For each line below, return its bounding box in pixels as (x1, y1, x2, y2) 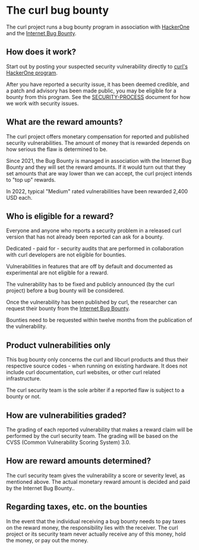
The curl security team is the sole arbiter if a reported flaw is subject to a (6, 387, 185, 394)
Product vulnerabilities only (6, 340, 111, 350)
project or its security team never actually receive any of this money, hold (6, 530, 186, 537)
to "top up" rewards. (6, 176, 56, 183)
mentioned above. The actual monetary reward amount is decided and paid (6, 478, 191, 485)
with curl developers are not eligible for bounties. (6, 251, 127, 258)
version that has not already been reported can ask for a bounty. (6, 233, 164, 240)
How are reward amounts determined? (6, 456, 151, 466)
